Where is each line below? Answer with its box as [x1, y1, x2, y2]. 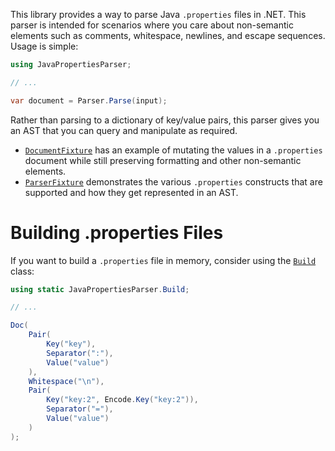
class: [10, 265, 35, 277]
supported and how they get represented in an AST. [24, 186, 239, 198]
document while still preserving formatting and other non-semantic [24, 154, 302, 166]
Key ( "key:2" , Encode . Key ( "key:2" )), [46, 395, 199, 405]
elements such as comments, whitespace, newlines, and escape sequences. [10, 30, 326, 41]
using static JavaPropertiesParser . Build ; [10, 284, 190, 294]
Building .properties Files [10, 221, 224, 244]
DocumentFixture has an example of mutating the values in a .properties [24, 144, 323, 156]
